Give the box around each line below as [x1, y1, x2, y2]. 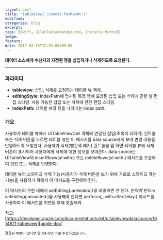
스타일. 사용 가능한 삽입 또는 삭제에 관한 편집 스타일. [17, 99, 115, 105]
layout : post [5, 7, 32, 12]
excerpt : [5, 25, 23, 30]
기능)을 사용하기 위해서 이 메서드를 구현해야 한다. [5, 177, 98, 183]
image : [5, 34, 18, 39]
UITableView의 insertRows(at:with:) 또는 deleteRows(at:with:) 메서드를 [5, 155, 143, 161]
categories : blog [5, 20, 40, 26]
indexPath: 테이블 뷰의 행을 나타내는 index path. [12, 105, 106, 111]
